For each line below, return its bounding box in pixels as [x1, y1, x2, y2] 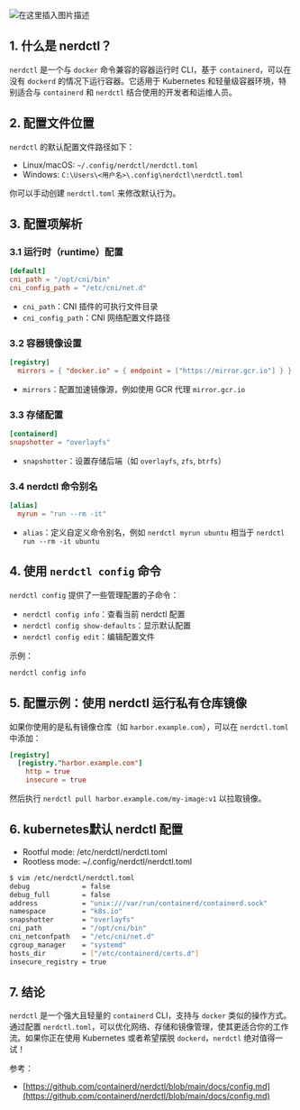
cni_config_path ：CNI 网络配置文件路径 [22, 312, 171, 323]
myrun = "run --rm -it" [17, 509, 106, 518]
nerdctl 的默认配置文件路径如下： [9, 141, 135, 152]
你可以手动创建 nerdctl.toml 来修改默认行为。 [9, 188, 181, 198]
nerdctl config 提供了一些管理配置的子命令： [9, 589, 179, 600]
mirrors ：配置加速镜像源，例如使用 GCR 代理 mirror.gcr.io [22, 383, 246, 394]
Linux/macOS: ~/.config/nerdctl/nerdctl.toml [22, 159, 198, 170]
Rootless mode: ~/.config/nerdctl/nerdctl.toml [22, 856, 192, 867]
